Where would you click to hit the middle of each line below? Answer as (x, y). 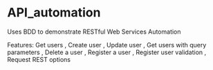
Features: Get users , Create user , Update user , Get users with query (107, 45)
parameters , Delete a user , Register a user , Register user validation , (107, 52)
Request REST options (39, 59)
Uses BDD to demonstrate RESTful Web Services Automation (94, 32)
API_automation (54, 13)
